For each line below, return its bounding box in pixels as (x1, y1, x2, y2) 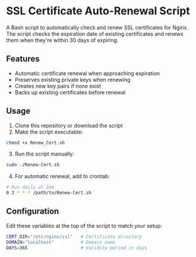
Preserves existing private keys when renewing (14, 76, 131, 83)
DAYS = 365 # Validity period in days (6, 244, 147, 251)
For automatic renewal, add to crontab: (14, 173, 110, 180)
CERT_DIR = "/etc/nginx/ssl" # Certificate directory (6, 234, 143, 240)
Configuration (6, 206, 59, 216)
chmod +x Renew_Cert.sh (6, 140, 65, 145)
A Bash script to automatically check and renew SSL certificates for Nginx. (6, 24, 189, 31)
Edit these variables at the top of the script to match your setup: (6, 222, 162, 229)
